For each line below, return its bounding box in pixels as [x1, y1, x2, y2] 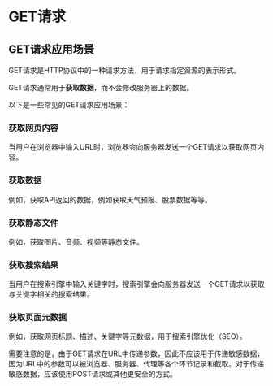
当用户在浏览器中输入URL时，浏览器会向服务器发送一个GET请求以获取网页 [8, 142, 258, 152]
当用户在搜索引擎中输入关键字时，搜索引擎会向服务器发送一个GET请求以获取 [8, 280, 265, 289]
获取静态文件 [8, 217, 59, 228]
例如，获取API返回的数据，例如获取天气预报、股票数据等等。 [8, 194, 213, 204]
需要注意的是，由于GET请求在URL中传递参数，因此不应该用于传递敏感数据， [8, 349, 265, 358]
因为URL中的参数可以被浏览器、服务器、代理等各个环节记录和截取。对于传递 [8, 359, 265, 369]
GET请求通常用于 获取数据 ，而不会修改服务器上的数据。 [8, 83, 193, 92]
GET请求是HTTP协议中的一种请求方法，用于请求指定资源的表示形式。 [8, 66, 241, 75]
